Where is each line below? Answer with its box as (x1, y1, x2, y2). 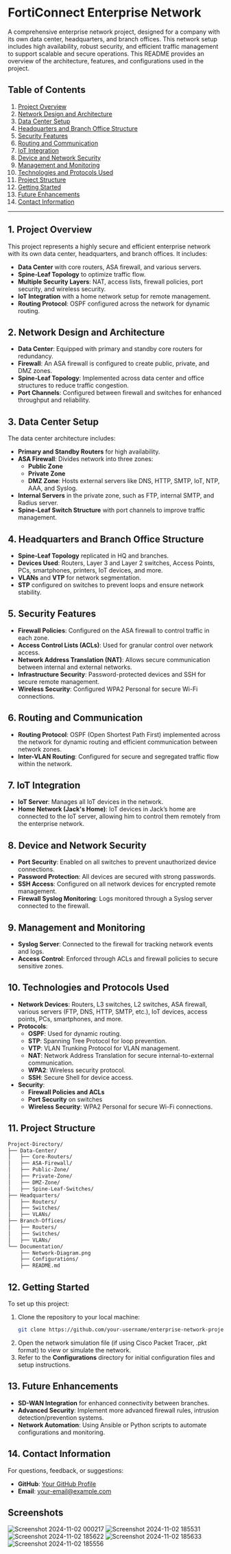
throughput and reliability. (17, 396, 90, 404)
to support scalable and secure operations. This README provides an (8, 50, 204, 58)
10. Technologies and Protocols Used (8, 982, 169, 994)
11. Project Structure (8, 1122, 95, 1134)
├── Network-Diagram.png (20, 1249, 91, 1257)
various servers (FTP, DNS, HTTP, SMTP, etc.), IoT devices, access (17, 1007, 208, 1016)
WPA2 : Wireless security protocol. (27, 1065, 125, 1074)
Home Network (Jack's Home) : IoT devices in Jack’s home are (17, 805, 196, 813)
